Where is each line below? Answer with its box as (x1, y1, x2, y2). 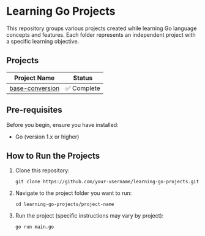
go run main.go (15, 224, 54, 230)
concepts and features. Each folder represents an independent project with (6, 31, 196, 38)
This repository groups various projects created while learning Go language (6, 25, 197, 32)
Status (73, 74, 93, 82)
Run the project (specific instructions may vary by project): (15, 212, 164, 219)
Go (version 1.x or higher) (15, 133, 80, 140)
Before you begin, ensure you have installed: (6, 121, 119, 128)
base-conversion (9, 84, 60, 93)
